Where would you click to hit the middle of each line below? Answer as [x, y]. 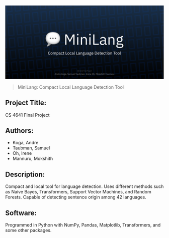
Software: [21, 213]
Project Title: [26, 103]
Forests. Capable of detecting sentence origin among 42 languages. [76, 197]
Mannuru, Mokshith [33, 159]
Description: [25, 174]
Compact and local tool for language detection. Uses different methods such [84, 186]
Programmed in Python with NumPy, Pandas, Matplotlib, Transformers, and [83, 225]
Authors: [19, 131]
